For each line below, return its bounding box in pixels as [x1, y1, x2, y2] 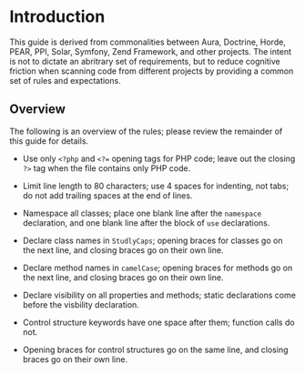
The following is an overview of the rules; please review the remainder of [9, 126, 283, 136]
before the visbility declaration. [22, 298, 139, 310]
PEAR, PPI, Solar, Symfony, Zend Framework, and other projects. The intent [9, 45, 291, 56]
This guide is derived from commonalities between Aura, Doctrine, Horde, [9, 36, 287, 47]
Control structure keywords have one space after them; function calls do [22, 317, 295, 328]
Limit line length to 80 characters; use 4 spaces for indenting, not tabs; [22, 180, 290, 191]
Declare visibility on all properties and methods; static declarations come [22, 289, 296, 300]
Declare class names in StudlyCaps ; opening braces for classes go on [22, 235, 283, 246]
